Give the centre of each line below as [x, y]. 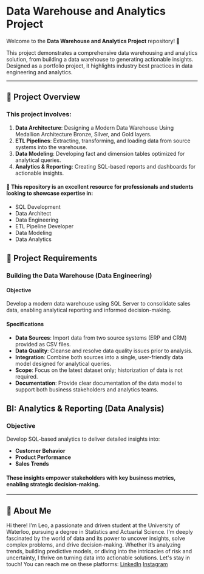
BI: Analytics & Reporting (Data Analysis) [85, 408]
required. [26, 376]
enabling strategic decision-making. [53, 484]
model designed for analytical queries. [63, 363]
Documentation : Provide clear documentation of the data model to [99, 383]
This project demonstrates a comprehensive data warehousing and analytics [102, 52]
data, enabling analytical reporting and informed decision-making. [89, 310]
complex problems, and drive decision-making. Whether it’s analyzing [93, 545]
